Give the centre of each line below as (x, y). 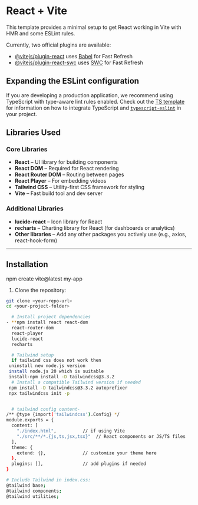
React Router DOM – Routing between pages (69, 174)
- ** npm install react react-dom (47, 322)
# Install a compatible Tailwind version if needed (76, 382)
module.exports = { (30, 420)
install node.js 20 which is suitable (56, 372)
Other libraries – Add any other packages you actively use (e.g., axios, (100, 234)
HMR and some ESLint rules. (41, 33)
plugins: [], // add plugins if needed (79, 464)
